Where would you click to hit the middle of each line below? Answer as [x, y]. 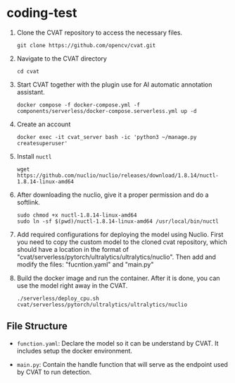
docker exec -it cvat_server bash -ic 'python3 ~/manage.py [107, 137]
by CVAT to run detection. [54, 372]
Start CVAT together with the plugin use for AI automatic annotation [114, 84]
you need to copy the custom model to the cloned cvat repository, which [122, 242]
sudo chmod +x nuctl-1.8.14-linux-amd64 [77, 215]
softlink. [28, 202]
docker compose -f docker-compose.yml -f [78, 105]
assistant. [31, 92]
